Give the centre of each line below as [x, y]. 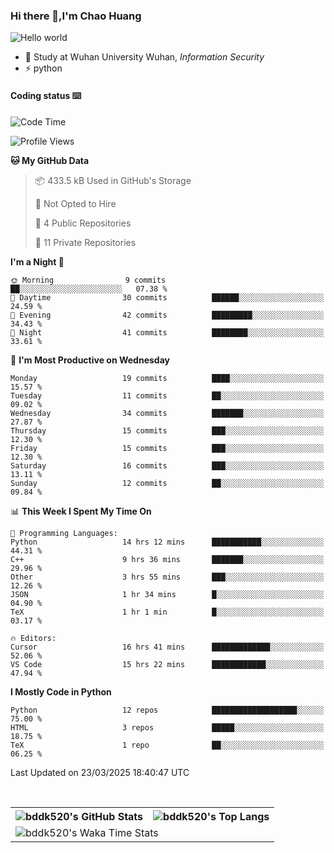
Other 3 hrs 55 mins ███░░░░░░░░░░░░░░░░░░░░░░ [167, 577]
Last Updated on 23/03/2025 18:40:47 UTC [100, 772]
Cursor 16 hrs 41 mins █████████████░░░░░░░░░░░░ [167, 647]
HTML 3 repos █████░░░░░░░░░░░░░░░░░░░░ [167, 727]
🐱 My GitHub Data [50, 160]
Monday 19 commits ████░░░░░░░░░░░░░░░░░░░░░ [167, 378]
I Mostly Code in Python [61, 691]
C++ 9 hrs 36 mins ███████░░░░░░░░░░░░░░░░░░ [167, 559]
